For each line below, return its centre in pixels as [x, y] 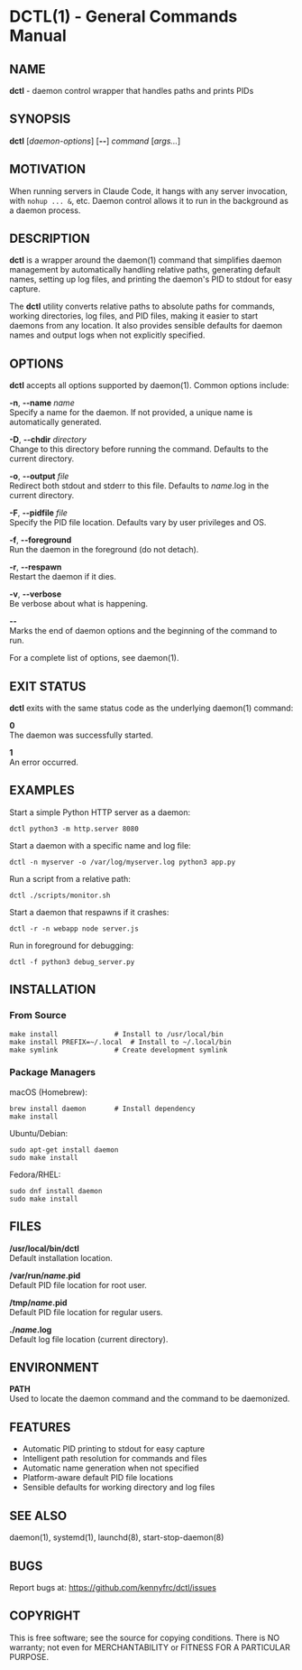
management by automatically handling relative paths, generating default [145, 270]
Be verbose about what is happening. [79, 604]
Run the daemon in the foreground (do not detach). [104, 550]
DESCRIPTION [50, 239]
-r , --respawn [36, 567]
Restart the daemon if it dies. [63, 577]
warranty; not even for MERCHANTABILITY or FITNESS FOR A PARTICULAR [150, 1647]
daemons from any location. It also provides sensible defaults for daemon [146, 326]
